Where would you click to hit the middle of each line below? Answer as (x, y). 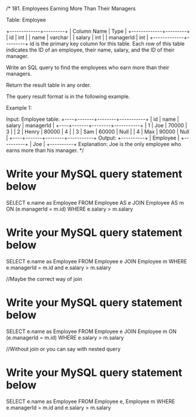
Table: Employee (26, 20)
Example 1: (19, 108)
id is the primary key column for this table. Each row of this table (107, 44)
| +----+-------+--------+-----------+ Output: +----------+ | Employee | (93, 138)
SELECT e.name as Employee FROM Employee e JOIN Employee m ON (91, 331)
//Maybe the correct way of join (44, 279)
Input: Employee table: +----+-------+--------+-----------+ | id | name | (93, 119)
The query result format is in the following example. (68, 96)
